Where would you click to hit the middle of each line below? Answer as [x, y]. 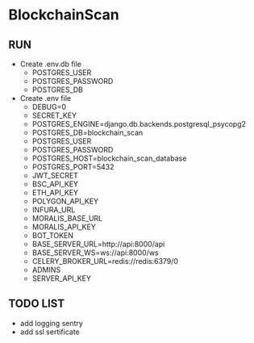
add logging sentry [51, 323]
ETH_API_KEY [55, 192]
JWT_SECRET [55, 176]
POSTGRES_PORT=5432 [73, 167]
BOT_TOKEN [53, 235]
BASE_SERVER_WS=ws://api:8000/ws [95, 253]
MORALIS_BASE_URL [67, 218]
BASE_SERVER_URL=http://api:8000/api [98, 244]
